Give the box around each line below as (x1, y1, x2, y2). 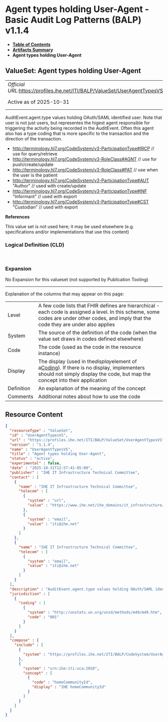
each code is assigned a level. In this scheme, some (38, 308, 160, 315)
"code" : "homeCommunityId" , (31, 680, 93, 685)
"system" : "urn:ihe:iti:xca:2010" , (23, 666, 99, 671)
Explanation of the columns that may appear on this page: (5, 291, 124, 297)
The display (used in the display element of (38, 358, 137, 365)
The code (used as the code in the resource (38, 343, 141, 350)
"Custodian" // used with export (12, 204, 78, 210)
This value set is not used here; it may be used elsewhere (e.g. (5, 223, 134, 229)
